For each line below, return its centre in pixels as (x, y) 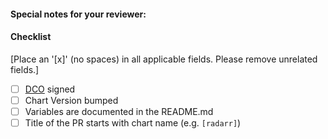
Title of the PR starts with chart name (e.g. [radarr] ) (133, 122)
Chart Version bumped (71, 100)
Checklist (31, 37)
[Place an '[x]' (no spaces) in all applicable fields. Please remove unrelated (164, 59)
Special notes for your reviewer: (78, 14)
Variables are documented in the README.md (119, 111)
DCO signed (50, 89)
